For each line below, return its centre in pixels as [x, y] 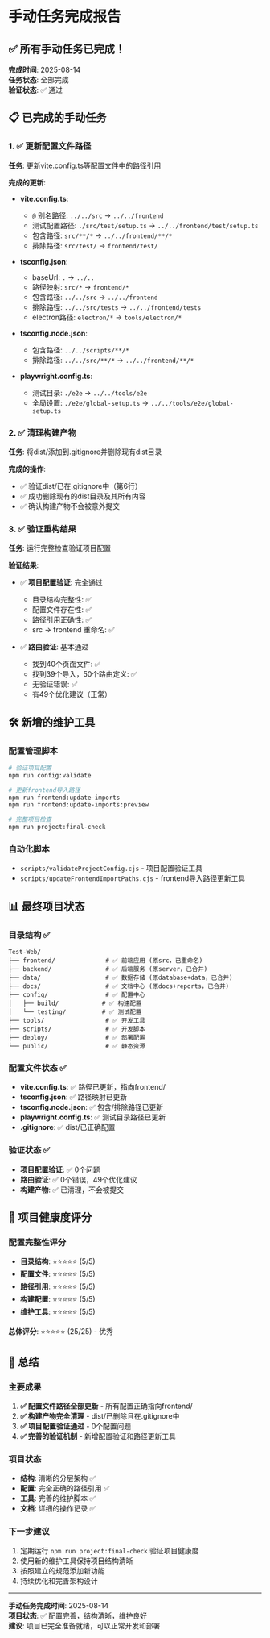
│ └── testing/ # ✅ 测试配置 [75, 1012]
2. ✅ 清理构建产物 [43, 432]
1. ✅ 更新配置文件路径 [50, 146]
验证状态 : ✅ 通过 [35, 90]
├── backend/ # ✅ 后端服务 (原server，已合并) [108, 969]
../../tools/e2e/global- [192, 403]
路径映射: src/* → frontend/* [81, 286]
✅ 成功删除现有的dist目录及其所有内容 [83, 496]
